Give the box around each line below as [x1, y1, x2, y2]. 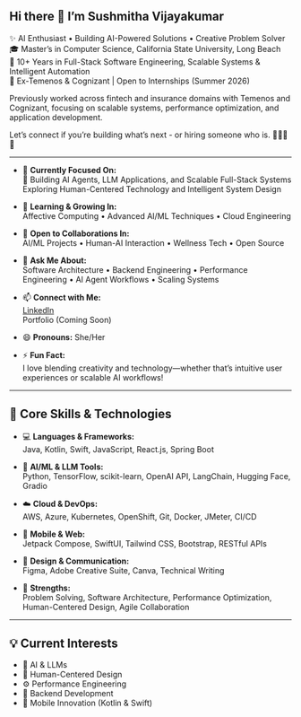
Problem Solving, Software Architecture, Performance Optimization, [21, 591, 272, 602]
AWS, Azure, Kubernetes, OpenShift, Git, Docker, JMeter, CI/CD [21, 511, 257, 521]
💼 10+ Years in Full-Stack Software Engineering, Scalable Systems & [9, 56, 261, 67]
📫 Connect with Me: [21, 292, 101, 302]
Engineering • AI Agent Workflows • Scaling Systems [21, 274, 219, 284]
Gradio [21, 480, 47, 491]
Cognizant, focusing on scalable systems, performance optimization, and [9, 102, 279, 113]
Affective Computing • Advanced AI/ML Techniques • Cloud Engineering [21, 210, 291, 221]
